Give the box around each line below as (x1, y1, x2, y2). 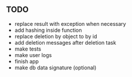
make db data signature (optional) (14, 64, 97, 71)
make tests (14, 45, 42, 52)
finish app (14, 58, 39, 65)
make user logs (14, 51, 52, 58)
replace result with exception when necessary (14, 20, 126, 27)
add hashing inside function (14, 26, 82, 34)
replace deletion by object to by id (14, 32, 97, 40)
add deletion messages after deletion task (14, 39, 116, 46)
